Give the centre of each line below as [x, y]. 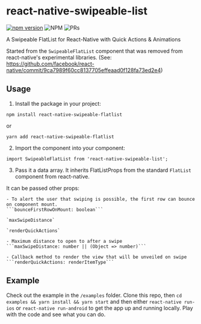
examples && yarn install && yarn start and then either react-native [94, 301]
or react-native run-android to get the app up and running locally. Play [105, 308]
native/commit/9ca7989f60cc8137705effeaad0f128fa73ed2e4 [84, 70]
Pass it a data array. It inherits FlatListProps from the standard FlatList [103, 170]
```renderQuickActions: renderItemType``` [60, 262]
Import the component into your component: [70, 148]
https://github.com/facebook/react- [50, 64]
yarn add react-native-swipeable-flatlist [60, 136]
